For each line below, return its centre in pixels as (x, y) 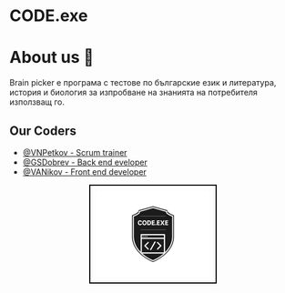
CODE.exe (49, 16)
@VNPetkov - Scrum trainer (75, 152)
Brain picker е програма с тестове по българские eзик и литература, (143, 83)
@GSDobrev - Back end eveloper (85, 162)
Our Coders (43, 131)
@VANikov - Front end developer (85, 172)
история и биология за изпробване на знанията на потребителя (133, 93)
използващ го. (37, 102)
